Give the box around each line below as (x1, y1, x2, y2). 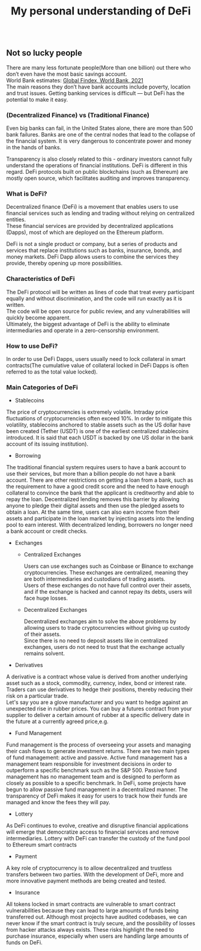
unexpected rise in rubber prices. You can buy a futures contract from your (6, 705, 192, 712)
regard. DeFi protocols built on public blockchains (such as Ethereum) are (6, 168, 188, 176)
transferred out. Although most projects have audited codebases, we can (6, 913, 187, 921)
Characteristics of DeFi (6, 275, 75, 283)
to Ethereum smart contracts (6, 841, 77, 849)
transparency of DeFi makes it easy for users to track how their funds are (6, 792, 187, 799)
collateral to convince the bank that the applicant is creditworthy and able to (6, 489, 194, 497)
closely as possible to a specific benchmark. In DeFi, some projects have (6, 780, 187, 787)
